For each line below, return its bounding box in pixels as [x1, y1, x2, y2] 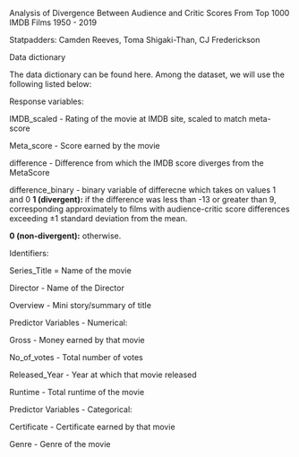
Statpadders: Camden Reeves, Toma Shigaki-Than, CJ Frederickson [9, 35, 261, 45]
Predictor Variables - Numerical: [9, 317, 128, 328]
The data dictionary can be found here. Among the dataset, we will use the [9, 69, 285, 80]
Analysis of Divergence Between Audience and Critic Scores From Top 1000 [9, 8, 290, 18]
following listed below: [9, 79, 92, 89]
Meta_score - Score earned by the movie [9, 141, 160, 151]
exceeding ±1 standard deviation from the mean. [9, 213, 188, 223]
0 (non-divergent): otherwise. [9, 230, 122, 241]
